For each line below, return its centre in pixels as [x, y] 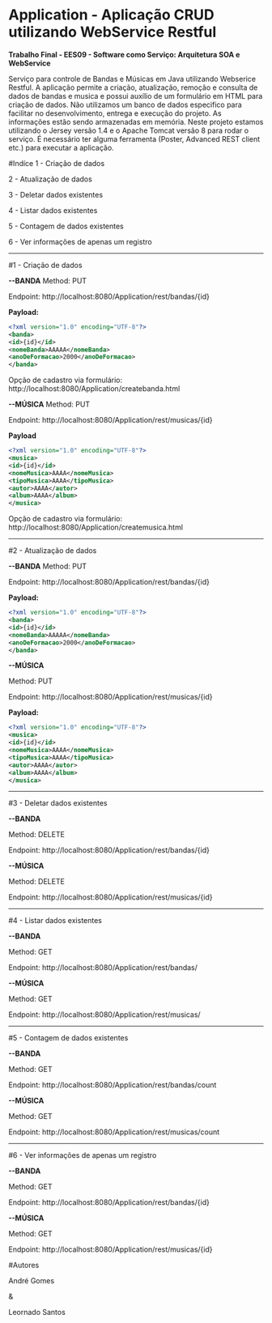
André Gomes [32, 1281]
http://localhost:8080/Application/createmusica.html [96, 527]
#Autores [24, 1266]
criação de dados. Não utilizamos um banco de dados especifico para [125, 104]
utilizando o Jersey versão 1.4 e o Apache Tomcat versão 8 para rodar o [129, 130]
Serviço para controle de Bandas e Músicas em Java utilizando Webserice [132, 79]
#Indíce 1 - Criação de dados [57, 163]
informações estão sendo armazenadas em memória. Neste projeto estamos [136, 121]
